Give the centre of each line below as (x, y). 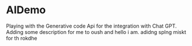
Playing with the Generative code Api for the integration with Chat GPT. (91, 26)
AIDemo (26, 10)
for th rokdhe (22, 38)
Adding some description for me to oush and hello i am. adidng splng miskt (96, 32)
